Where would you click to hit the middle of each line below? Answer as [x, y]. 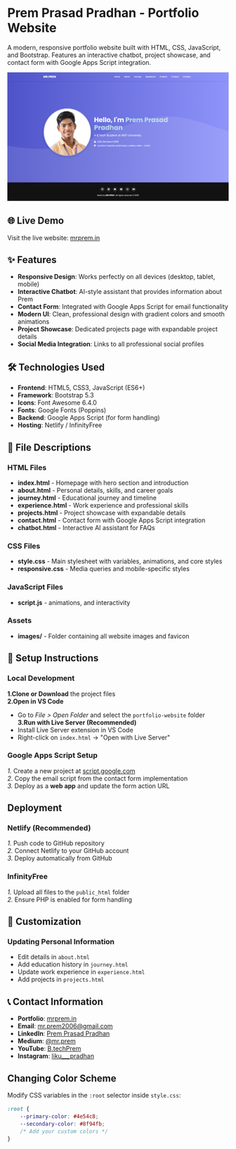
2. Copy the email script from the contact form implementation [98, 778]
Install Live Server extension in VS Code [75, 730]
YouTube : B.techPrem [49, 1049]
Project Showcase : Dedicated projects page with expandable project [117, 329]
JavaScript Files [35, 587]
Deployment [35, 808]
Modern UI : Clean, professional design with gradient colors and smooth [121, 314]
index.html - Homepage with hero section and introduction [103, 483]
